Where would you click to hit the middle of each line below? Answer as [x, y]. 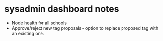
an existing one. [28, 33]
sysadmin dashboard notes [62, 9]
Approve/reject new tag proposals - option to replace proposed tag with [85, 28]
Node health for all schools [39, 23]
